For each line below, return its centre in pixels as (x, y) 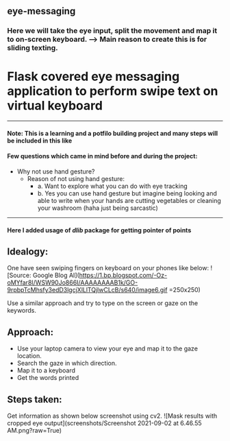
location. (29, 356)
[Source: (19, 275)
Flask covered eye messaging (93, 76)
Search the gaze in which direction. (67, 363)
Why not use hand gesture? (56, 171)
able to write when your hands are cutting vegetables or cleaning (129, 201)
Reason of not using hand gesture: (76, 179)
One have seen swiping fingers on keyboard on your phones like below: (108, 268)
